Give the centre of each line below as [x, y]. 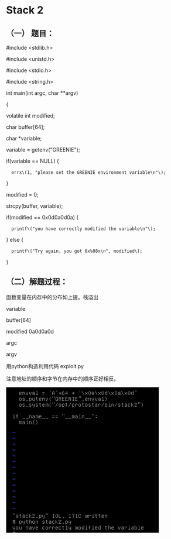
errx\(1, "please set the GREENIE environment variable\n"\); [89, 173]
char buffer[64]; [25, 127]
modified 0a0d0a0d [30, 331]
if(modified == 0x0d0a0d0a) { [42, 217]
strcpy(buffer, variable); [35, 206]
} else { [15, 240]
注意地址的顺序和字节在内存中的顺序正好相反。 [62, 379]
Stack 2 [25, 10]
